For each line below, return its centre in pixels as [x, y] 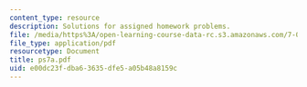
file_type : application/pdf [63, 43]
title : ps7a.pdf [40, 60]
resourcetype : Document [55, 52]
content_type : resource [55, 18]
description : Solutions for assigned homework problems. [120, 26]
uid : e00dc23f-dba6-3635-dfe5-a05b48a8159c [94, 69]
